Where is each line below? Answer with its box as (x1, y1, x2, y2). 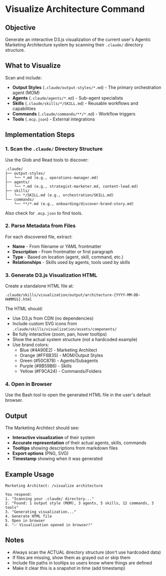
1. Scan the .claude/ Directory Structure (5, 145, 103, 152)
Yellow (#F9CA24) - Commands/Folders (19, 368, 102, 374)
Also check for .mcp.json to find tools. (5, 210, 83, 216)
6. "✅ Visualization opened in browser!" (5, 523, 93, 528)
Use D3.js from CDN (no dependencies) (12, 315, 94, 322)
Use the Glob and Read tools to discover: (5, 157, 89, 163)
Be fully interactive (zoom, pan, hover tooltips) (12, 331, 107, 337)
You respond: (5, 492, 32, 497)
